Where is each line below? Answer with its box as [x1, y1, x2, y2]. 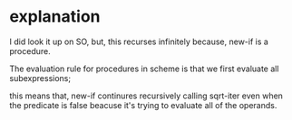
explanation [9, 6, 101, 27]
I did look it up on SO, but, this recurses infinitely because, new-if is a [9, 36, 269, 47]
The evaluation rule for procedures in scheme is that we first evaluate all [9, 63, 279, 74]
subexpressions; [9, 72, 71, 83]
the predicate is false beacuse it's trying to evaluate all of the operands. [9, 99, 277, 110]
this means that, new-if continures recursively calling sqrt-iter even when [9, 90, 284, 101]
